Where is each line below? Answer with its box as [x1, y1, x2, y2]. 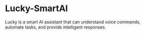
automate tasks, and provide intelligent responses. [5, 24, 106, 30]
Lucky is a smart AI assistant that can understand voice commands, [5, 19, 141, 25]
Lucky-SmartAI [5, 3, 68, 14]
